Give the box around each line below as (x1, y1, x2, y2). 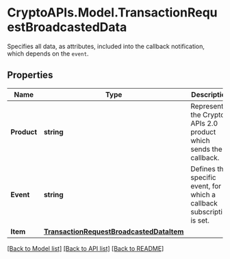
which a (190, 190, 216, 199)
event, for (190, 181, 222, 190)
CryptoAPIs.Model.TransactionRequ (7, 5, 218, 21)
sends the (190, 144, 222, 154)
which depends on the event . (7, 49, 89, 58)
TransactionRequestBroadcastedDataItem (43, 227, 184, 236)
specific (190, 172, 217, 182)
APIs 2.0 (190, 118, 218, 128)
